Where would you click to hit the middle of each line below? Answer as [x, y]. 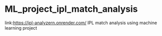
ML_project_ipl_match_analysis [71, 9]
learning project [21, 28]
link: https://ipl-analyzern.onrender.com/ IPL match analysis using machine [81, 23]
